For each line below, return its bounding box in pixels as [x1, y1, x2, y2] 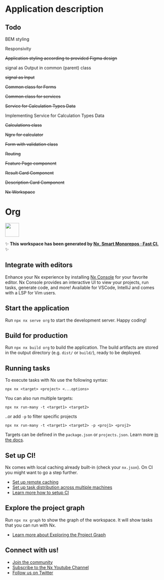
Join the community [12, 559, 53, 565]
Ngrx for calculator [5, 132, 43, 138]
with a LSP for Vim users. [5, 290, 57, 295]
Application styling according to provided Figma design [5, 55, 117, 61]
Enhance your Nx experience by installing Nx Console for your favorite [5, 274, 148, 280]
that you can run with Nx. [5, 522, 57, 528]
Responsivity [5, 46, 32, 51]
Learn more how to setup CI [12, 490, 69, 495]
